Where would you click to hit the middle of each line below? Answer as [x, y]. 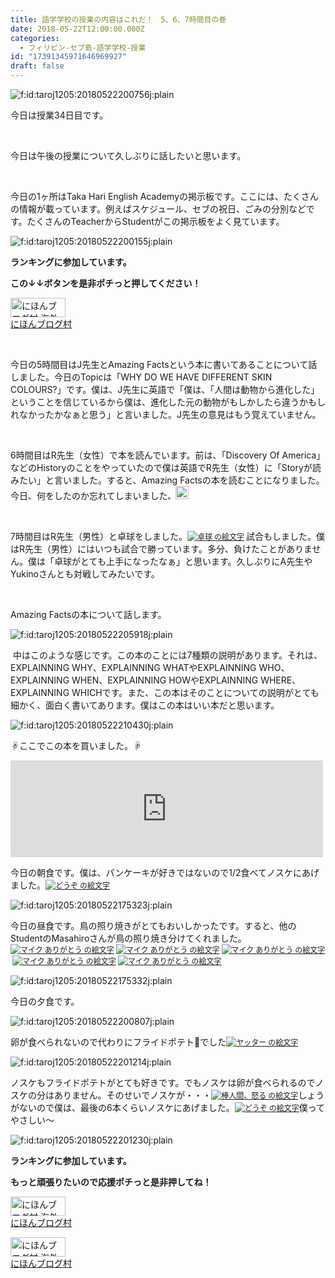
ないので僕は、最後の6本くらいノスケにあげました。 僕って [172, 1107]
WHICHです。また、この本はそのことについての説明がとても [195, 692]
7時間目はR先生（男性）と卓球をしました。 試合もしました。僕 [167, 536]
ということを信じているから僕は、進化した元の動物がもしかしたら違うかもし [168, 402]
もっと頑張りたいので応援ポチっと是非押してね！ [111, 1182]
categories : [35, 38]
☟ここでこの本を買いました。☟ [76, 745]
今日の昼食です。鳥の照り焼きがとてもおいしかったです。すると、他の [153, 925]
